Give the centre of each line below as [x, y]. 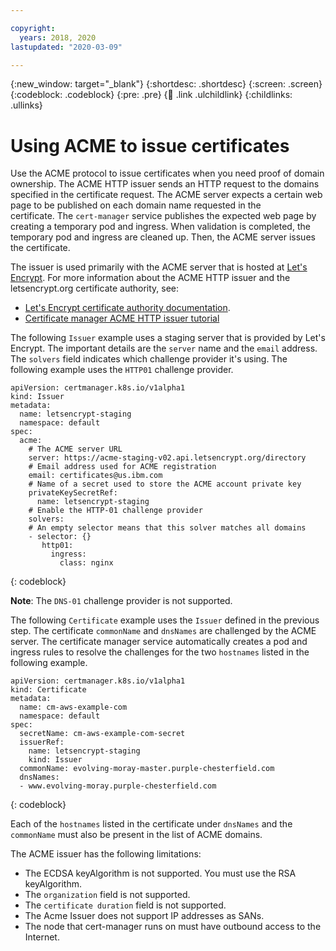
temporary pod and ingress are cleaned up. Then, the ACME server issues [163, 237]
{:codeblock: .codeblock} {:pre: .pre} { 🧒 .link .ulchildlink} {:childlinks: [151, 95]
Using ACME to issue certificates [150, 145]
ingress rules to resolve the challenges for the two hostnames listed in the [160, 652]
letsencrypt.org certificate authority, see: [95, 288]
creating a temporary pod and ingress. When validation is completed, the [160, 227]
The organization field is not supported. [107, 895]
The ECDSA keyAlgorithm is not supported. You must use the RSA [160, 873]
